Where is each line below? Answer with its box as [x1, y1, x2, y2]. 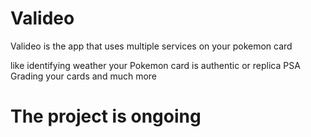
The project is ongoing [10, 105, 202, 128]
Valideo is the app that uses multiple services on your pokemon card [10, 40, 293, 52]
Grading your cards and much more [10, 70, 158, 82]
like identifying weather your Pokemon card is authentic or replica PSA [10, 59, 301, 71]
